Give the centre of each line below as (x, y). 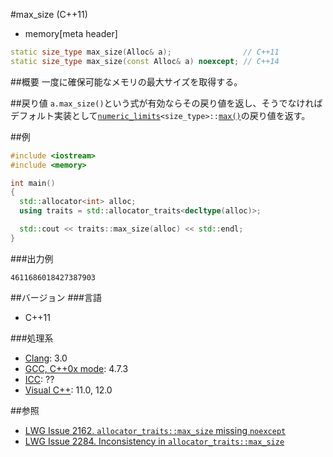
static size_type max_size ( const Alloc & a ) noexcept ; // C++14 (145, 61)
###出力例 (32, 258)
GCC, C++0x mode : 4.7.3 (76, 368)
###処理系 (32, 338)
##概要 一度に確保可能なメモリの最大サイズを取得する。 (126, 81)
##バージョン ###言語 (56, 297)
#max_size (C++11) (49, 14)
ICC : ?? (39, 379)
